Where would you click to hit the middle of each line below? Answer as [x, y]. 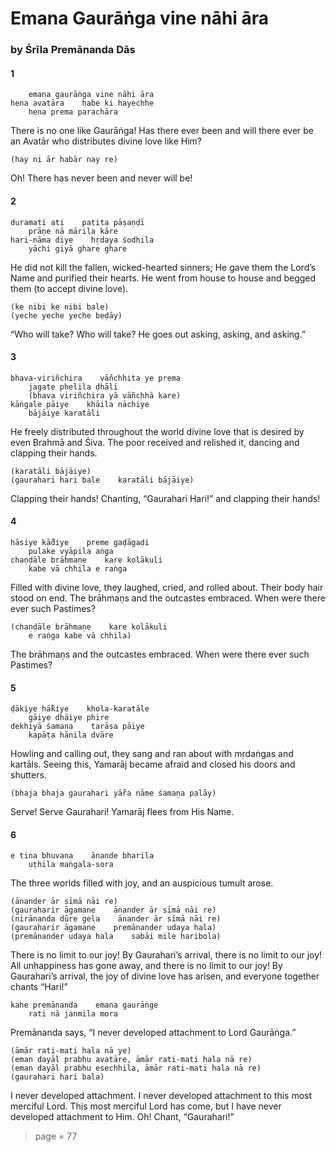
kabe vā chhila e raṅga [78, 568]
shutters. [28, 775]
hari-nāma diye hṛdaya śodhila [82, 240]
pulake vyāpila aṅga [71, 551]
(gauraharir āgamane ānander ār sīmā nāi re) [113, 910]
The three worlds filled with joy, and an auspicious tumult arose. [142, 883]
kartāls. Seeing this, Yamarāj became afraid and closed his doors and [153, 764]
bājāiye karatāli [64, 413]
